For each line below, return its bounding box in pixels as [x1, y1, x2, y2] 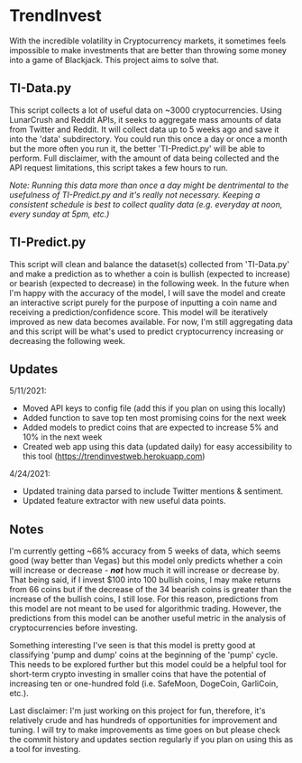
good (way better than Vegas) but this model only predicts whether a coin [9, 555, 284, 566]
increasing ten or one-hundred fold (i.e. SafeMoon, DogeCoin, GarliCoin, [9, 678, 279, 689]
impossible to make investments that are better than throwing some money [9, 44, 287, 55]
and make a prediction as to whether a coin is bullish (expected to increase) [9, 268, 290, 279]
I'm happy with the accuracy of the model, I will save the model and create [9, 287, 286, 298]
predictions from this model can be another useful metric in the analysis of [9, 613, 287, 624]
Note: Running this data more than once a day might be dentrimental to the [9, 180, 289, 191]
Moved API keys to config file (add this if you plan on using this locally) [22, 403, 287, 414]
